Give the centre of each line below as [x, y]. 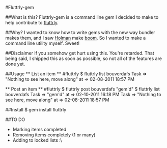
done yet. [15, 64]
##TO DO [15, 120]
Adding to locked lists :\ [37, 140]
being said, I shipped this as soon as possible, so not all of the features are [83, 58]
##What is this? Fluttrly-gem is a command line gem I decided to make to [82, 17]
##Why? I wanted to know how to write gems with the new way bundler [80, 32]
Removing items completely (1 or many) [54, 135]
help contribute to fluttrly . [32, 23]
